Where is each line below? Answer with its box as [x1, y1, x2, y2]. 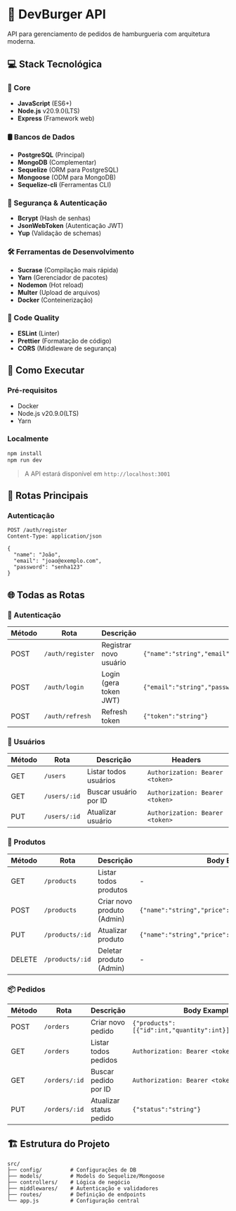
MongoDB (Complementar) [17, 158, 97, 166]
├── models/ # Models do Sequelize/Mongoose [7, 1172, 165, 1179]
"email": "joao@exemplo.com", [13, 557, 102, 565]
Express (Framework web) [17, 114, 95, 122]
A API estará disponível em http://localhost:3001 [24, 469, 171, 478]
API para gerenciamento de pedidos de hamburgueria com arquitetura [7, 30, 211, 38]
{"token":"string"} [143, 712, 209, 720]
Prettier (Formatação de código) [17, 336, 112, 345]
